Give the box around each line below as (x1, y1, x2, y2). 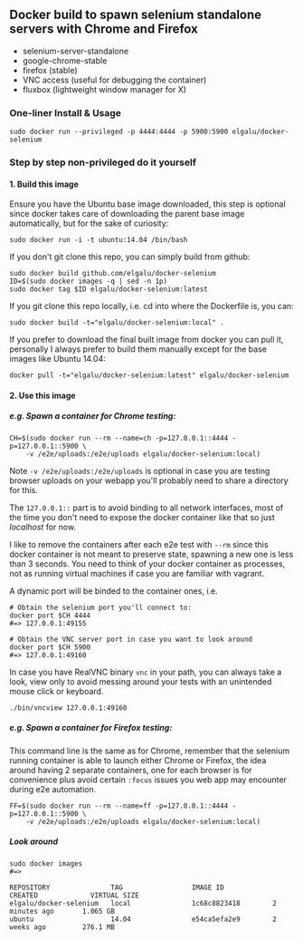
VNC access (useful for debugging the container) (22, 74, 207, 85)
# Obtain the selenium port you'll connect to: (9, 603, 193, 612)
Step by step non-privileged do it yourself (9, 156, 197, 169)
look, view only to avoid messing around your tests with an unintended (9, 675, 272, 687)
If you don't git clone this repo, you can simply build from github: (9, 251, 251, 262)
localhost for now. (9, 521, 77, 532)
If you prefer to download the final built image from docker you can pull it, (9, 335, 284, 345)
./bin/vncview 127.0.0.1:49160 (9, 703, 128, 713)
